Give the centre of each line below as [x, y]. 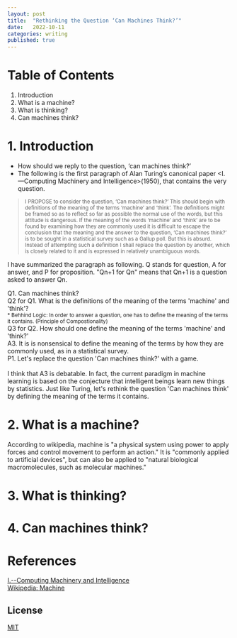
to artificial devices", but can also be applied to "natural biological [103, 459]
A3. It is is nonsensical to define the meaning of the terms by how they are [116, 343]
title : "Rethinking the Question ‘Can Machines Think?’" [94, 21]
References [42, 561]
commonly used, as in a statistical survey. [68, 351]
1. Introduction [51, 147]
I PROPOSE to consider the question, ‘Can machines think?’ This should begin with [125, 202]
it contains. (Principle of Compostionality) [58, 321]
